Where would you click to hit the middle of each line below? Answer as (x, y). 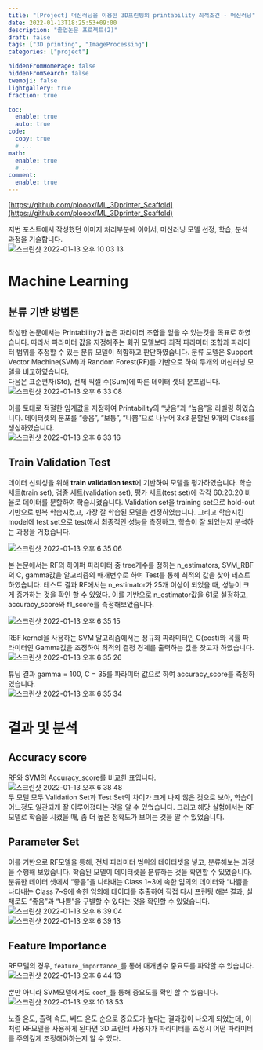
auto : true (33, 124)
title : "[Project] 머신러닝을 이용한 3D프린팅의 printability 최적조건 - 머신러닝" (132, 15)
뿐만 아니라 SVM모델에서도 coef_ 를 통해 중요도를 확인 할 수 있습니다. (113, 992)
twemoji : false (33, 80)
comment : (22, 175)
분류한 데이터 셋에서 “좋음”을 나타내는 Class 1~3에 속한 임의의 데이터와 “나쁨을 (128, 881)
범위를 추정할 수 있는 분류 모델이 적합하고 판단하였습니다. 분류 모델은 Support (134, 352)
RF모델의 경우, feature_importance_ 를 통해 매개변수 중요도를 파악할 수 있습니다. (131, 966)
